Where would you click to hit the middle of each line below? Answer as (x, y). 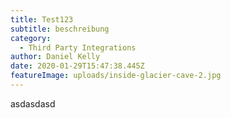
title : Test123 (42, 19)
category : (31, 38)
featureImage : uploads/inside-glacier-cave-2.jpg (116, 76)
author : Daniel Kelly (55, 57)
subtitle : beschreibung (60, 29)
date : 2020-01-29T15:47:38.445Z (77, 66)
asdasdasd (33, 103)
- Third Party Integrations (78, 47)
